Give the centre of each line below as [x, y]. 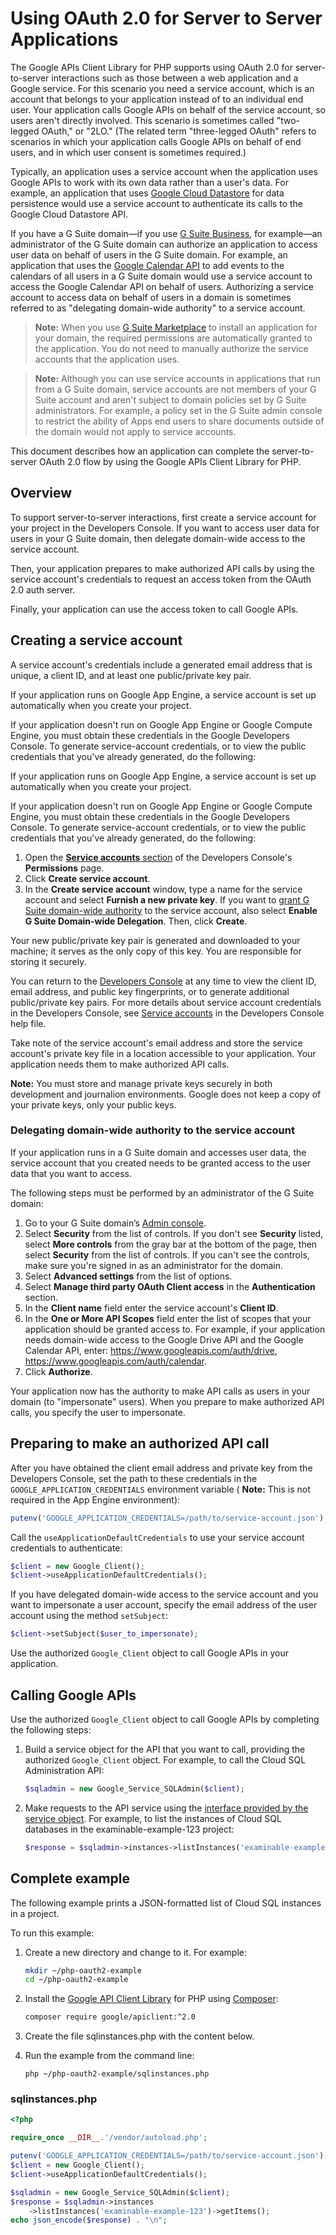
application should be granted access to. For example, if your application [175, 1329]
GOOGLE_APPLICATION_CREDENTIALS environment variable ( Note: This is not [160, 1489]
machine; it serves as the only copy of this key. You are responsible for [156, 951]
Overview [41, 493]
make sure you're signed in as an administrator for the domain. [153, 1265]
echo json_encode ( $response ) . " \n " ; [89, 2220]
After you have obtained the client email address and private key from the [161, 1468]
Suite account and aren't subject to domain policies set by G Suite [170, 399]
